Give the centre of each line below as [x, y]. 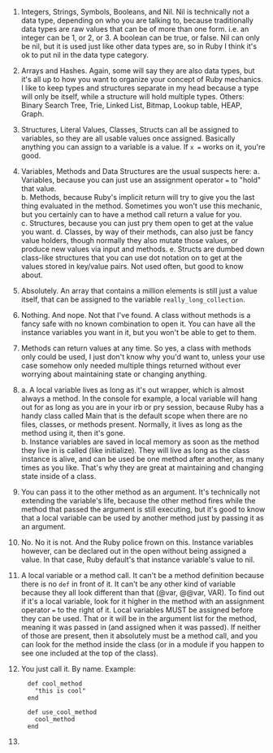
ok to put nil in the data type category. [85, 55]
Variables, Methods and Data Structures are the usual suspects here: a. [140, 171]
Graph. [32, 114]
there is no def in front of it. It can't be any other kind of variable [128, 584]
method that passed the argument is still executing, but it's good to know [143, 509]
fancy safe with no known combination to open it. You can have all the [138, 324]
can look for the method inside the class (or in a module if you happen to [143, 644]
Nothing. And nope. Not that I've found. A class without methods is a [136, 315]
